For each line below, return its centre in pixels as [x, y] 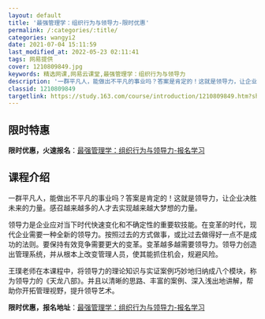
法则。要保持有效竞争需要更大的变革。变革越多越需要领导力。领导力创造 [139, 244]
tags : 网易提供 [31, 60]
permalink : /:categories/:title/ [63, 30]
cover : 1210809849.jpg [45, 67]
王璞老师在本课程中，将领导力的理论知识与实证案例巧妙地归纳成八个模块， [129, 271]
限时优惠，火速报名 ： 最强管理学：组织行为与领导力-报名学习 [106, 150]
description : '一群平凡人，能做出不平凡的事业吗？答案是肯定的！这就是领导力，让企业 [133, 81]
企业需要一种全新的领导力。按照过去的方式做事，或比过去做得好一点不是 [132, 234]
